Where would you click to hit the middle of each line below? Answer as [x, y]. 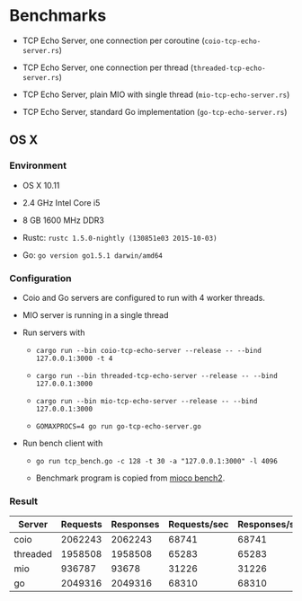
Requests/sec [199, 525]
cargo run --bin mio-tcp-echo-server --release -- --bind [147, 401]
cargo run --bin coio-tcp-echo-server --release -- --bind [149, 350]
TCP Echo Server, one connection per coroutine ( [113, 40]
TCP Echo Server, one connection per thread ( [108, 67]
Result [24, 501]
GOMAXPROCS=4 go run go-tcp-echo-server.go [119, 426]
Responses [135, 525]
